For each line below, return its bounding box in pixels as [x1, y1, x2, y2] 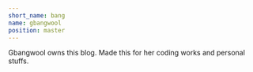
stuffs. [8, 56, 29, 66]
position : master [8, 26, 66, 34]
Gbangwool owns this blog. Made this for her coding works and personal [8, 48, 245, 58]
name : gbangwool [8, 19, 62, 27]
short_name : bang [8, 11, 66, 20]
